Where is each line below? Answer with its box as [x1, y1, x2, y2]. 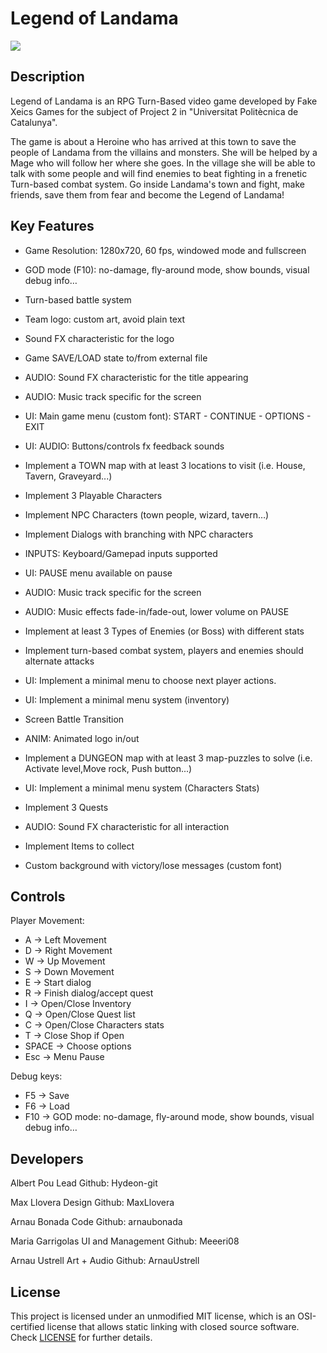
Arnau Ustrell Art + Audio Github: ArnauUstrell [10, 1255, 200, 1267]
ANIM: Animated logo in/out [24, 732, 140, 744]
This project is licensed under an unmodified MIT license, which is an [10, 1310, 296, 1322]
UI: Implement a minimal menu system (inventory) [24, 693, 230, 706]
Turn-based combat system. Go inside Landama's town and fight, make [10, 178, 305, 190]
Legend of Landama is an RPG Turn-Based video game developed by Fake [10, 95, 318, 107]
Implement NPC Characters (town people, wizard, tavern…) [24, 508, 270, 521]
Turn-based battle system [24, 293, 132, 306]
